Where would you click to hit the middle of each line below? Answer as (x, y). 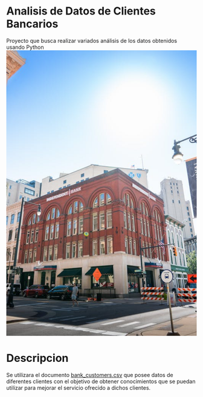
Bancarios (32, 24)
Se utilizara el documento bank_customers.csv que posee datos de (90, 375)
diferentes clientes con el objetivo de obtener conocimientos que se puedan (101, 381)
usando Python (25, 47)
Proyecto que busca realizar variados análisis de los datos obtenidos (92, 40)
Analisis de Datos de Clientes (81, 11)
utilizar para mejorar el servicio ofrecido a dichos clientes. (79, 387)
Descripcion (37, 358)
